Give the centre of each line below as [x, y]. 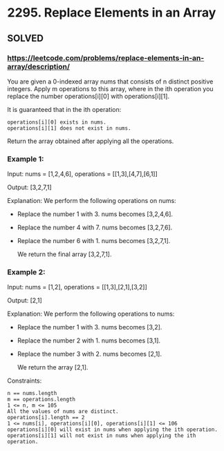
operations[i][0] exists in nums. [57, 122]
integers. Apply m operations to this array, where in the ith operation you [110, 88]
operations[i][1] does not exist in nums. [69, 128]
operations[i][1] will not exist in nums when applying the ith [102, 436]
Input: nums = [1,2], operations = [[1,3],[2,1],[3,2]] [77, 287]
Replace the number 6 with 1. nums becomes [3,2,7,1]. [94, 241]
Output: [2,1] [25, 300]
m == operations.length [41, 400]
